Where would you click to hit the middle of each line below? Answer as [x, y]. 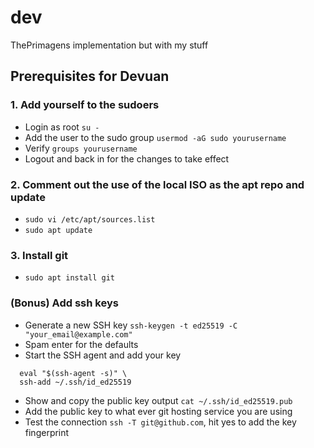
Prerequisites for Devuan [90, 76]
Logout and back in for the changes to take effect [127, 158]
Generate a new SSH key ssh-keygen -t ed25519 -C [131, 325]
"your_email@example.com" [78, 334]
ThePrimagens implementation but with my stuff [109, 45]
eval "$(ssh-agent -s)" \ [73, 373]
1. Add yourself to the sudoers [85, 105]
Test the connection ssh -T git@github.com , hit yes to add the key [160, 422]
